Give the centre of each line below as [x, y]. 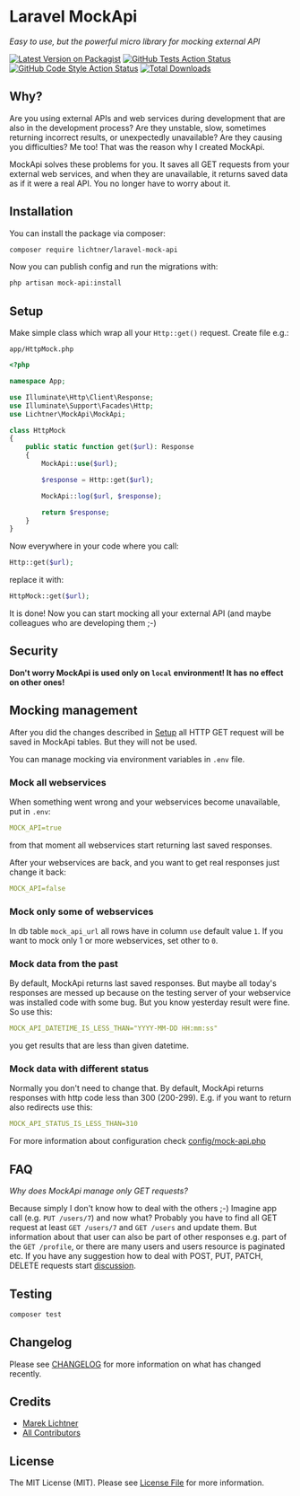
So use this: [31, 1012]
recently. [26, 1373]
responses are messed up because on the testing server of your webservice [150, 993]
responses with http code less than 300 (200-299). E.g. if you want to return [150, 1098]
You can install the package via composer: [87, 233]
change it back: [38, 872]
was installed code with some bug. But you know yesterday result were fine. [150, 1002]
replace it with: [37, 580]
